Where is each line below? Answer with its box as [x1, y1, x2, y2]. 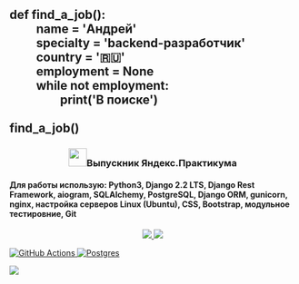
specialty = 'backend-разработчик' [35, 35, 245, 51]
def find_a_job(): [9, 7, 106, 23]
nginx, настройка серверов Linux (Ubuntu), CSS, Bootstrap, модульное [9, 199, 291, 210]
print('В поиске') [59, 93, 159, 108]
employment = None [35, 64, 154, 80]
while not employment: [35, 78, 170, 93]
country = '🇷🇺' [35, 50, 125, 65]
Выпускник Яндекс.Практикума [85, 157, 238, 170]
